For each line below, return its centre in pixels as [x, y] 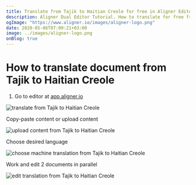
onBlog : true [22, 39]
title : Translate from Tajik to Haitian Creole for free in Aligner [91, 11]
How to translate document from [86, 68]
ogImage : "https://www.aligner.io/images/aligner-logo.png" [81, 22]
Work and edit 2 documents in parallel [52, 164]
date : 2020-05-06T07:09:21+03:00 [47, 28]
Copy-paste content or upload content [52, 119]
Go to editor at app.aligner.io [49, 96]
